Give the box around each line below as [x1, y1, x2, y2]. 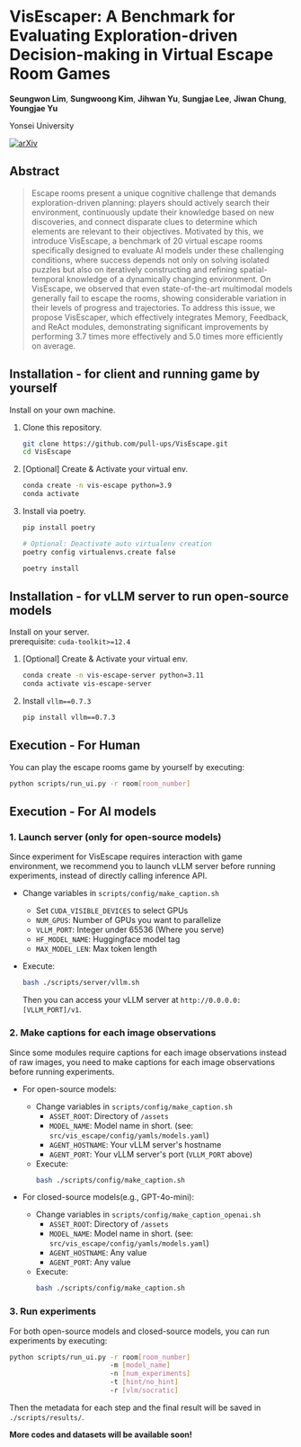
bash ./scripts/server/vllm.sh [22, 978, 140, 988]
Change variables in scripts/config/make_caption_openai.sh [35, 1209, 261, 1220]
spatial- [239, 263, 268, 275]
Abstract [9, 164, 60, 179]
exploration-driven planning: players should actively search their [31, 197, 270, 208]
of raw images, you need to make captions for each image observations [9, 1056, 276, 1067]
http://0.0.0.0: [180, 996, 242, 1006]
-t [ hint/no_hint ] [109, 1378, 179, 1387]
